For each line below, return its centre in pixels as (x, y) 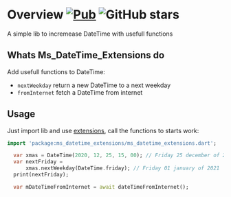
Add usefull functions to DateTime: (56, 71)
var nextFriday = (38, 162)
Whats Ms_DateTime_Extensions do (86, 55)
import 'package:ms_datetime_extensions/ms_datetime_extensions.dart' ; (112, 143)
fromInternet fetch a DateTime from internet (80, 92)
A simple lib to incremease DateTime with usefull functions (90, 34)
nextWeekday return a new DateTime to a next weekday (94, 85)
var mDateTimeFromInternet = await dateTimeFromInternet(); (101, 187)
